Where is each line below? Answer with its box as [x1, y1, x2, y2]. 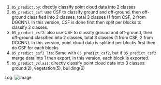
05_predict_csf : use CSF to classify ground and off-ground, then [11, 9, 141, 15]
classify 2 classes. [11, 24, 49, 30]
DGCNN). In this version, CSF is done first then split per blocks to [11, 19, 142, 25]
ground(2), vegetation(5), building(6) [11, 65, 85, 71]
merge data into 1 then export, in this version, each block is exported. [11, 55, 149, 61]
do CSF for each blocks [11, 45, 59, 50]
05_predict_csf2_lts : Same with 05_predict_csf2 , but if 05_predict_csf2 [11, 50, 157, 56]
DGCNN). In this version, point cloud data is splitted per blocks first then [11, 40, 156, 45]
